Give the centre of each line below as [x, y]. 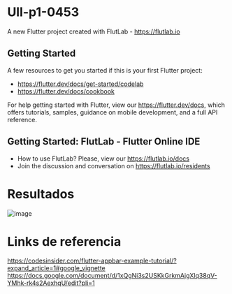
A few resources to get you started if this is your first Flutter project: [105, 70]
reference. [22, 119]
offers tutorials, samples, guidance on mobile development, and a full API [113, 112]
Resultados [41, 194]
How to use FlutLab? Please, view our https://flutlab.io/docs [103, 159]
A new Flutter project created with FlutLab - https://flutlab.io [94, 31]
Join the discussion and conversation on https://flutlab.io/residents [114, 166]
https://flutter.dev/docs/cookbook [66, 91]
